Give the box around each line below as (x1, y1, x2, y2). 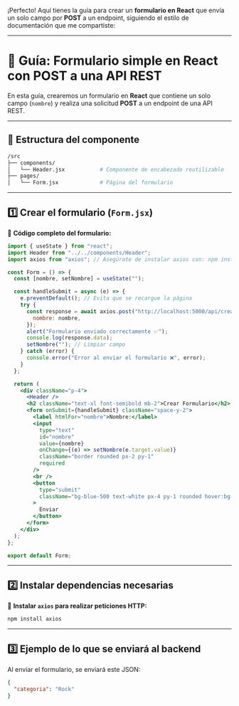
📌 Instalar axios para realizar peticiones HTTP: (7, 601, 147, 611)
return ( (14, 380, 40, 387)
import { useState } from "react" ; (7, 242, 113, 250)
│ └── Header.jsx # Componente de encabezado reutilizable (7, 166, 224, 173)
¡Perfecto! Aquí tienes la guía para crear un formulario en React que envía (7, 6, 225, 14)
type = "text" (38, 426, 75, 433)
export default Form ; (7, 552, 72, 559)
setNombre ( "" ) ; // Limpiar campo (26, 341, 126, 348)
